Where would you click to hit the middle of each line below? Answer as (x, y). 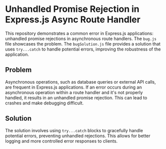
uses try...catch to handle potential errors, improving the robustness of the (83, 49)
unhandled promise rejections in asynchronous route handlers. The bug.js (81, 39)
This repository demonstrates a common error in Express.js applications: (79, 33)
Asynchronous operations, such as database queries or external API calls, (81, 82)
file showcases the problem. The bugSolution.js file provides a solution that (83, 44)
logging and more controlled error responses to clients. (61, 141)
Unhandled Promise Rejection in (72, 9)
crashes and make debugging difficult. (45, 103)
